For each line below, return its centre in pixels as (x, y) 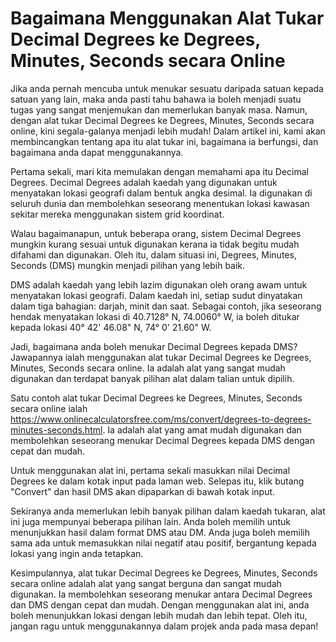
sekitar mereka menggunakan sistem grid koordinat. (117, 214)
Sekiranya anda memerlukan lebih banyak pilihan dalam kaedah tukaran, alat (168, 511)
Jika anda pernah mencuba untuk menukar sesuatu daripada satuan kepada (167, 88)
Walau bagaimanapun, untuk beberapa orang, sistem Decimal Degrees (156, 233)
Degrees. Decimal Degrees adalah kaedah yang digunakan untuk (144, 182)
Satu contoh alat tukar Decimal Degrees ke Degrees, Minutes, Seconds (156, 398)
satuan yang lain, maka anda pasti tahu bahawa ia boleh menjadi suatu (156, 99)
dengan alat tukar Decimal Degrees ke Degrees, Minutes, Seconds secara (162, 120)
